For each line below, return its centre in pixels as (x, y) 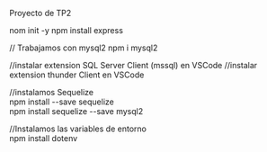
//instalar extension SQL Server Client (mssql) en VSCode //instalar (133, 65)
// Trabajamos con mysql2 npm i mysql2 (84, 48)
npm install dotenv (44, 138)
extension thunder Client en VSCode (77, 75)
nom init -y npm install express (67, 30)
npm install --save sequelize (62, 102)
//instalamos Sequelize (52, 92)
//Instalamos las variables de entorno (78, 129)
